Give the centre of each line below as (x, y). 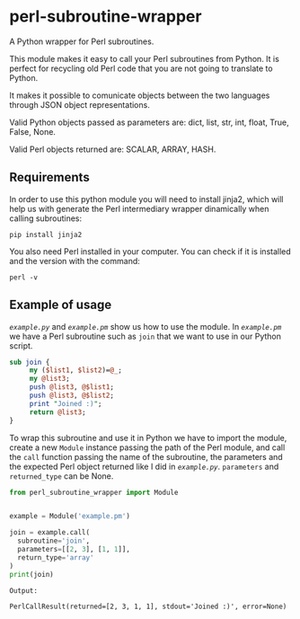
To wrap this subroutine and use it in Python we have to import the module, (148, 438)
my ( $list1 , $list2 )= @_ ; (76, 370)
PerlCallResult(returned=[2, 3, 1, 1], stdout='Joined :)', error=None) (148, 606)
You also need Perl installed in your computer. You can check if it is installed (150, 251)
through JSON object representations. (79, 104)
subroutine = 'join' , (54, 541)
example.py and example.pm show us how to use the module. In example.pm (146, 326)
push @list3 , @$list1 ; (72, 387)
